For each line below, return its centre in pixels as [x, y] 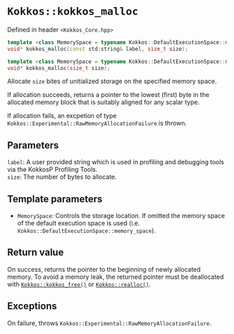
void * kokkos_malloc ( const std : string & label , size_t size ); [98, 49]
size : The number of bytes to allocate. [62, 177]
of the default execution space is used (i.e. [79, 223]
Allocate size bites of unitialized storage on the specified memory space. [112, 81]
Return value [36, 253]
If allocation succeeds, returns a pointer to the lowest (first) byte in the [108, 95]
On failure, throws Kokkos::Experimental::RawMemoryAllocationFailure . [109, 323]
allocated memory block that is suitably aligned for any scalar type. [103, 102]
